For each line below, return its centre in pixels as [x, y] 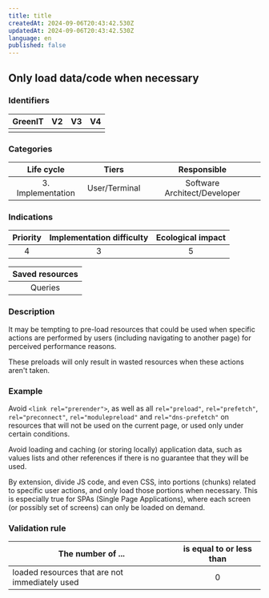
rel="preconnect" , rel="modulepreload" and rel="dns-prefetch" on [119, 417]
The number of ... [92, 554]
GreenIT [28, 121]
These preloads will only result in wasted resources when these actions [126, 362]
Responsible [202, 170]
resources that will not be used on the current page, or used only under [126, 425]
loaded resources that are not [68, 572]
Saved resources [45, 275]
